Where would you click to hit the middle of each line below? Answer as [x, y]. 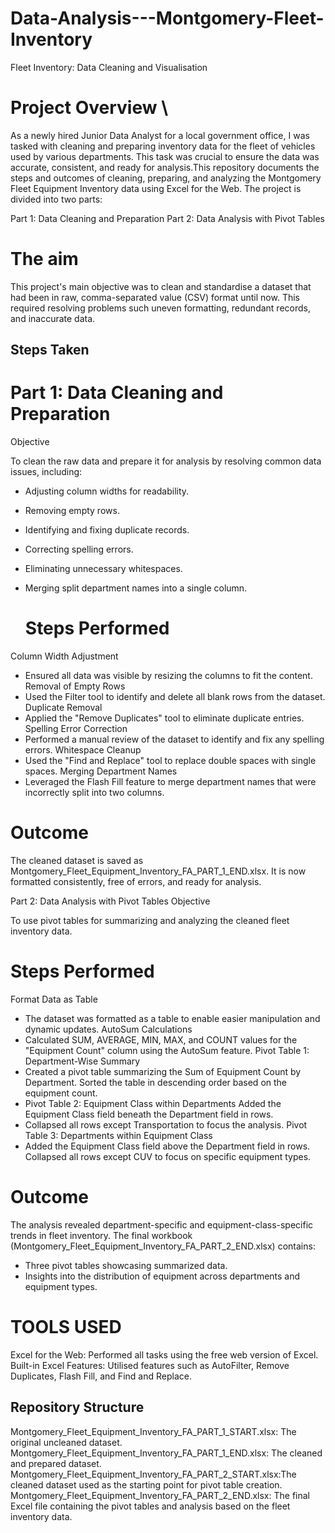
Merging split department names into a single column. [136, 588]
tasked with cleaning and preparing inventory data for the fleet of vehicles [163, 146]
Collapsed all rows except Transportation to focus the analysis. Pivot [166, 1124]
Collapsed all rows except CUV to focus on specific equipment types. [168, 1156]
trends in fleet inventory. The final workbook [101, 1235]
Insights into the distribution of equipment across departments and [162, 1276]
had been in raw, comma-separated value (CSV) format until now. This [155, 297]
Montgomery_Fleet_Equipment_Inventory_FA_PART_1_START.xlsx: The [153, 1431]
